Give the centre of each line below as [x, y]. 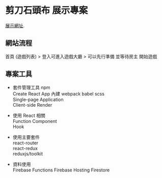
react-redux [25, 148]
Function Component [35, 121]
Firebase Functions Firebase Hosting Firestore [61, 170]
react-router [25, 143]
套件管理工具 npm [31, 87]
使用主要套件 [26, 137]
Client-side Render [32, 105]
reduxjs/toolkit [28, 154]
